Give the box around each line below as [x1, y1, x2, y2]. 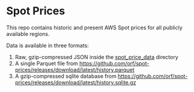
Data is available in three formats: [6, 42, 89, 49]
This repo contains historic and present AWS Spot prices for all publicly [6, 24, 183, 31]
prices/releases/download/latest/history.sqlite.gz [14, 79, 136, 86]
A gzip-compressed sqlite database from [14, 72, 117, 79]
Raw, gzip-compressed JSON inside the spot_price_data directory [14, 53, 178, 60]
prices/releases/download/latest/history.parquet [14, 66, 135, 73]
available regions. [6, 30, 50, 37]
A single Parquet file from [14, 60, 78, 67]
